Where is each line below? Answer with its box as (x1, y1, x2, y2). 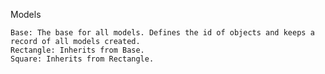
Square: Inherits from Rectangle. (10, 54, 155, 64)
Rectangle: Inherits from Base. (10, 45, 145, 55)
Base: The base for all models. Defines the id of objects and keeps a (10, 28, 315, 38)
